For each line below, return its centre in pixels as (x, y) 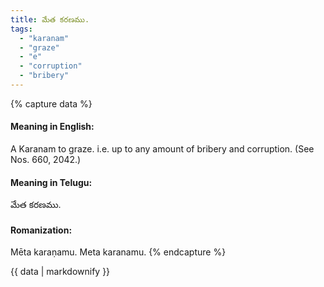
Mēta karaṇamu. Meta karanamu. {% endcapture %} (118, 252)
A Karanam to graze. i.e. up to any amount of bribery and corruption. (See (162, 149)
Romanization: (41, 230)
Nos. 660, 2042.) (46, 160)
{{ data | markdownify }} (60, 272)
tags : (21, 29)
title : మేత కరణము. (50, 19)
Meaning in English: (52, 127)
